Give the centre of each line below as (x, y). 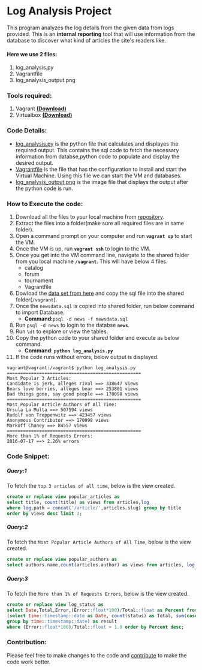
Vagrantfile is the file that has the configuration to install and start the (101, 169)
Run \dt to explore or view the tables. (62, 331)
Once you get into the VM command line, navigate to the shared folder (102, 255)
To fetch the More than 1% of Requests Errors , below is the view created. (98, 594)
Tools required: (29, 96)
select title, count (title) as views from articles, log (78, 502)
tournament (39, 280)
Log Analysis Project (59, 11)
